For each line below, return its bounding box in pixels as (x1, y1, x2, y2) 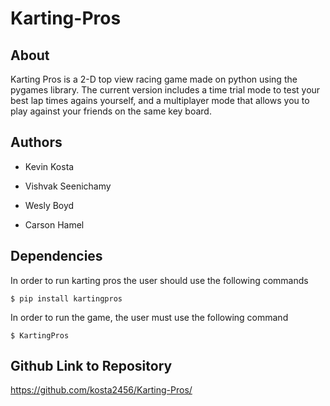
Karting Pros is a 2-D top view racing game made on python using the (10, 73, 298, 85)
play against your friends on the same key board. (10, 105, 212, 117)
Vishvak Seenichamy (24, 180, 112, 192)
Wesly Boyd (24, 199, 75, 211)
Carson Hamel (24, 218, 85, 231)
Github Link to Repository (10, 358, 173, 375)
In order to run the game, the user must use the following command (10, 311, 289, 323)
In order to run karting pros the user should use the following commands (10, 274, 309, 286)
